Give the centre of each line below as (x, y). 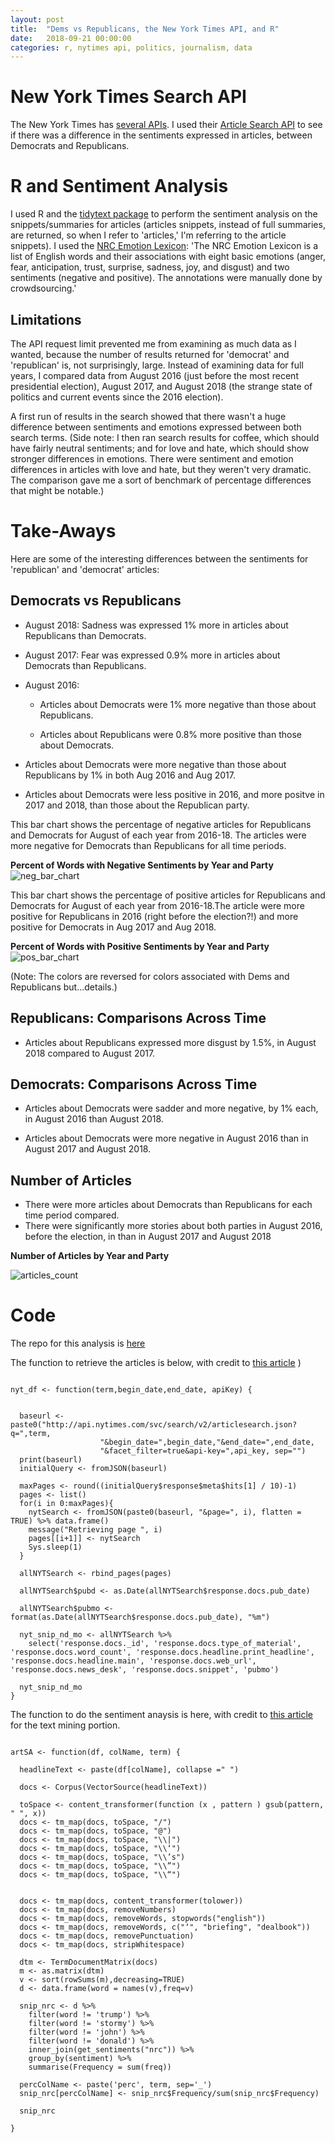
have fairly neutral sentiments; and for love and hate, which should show (160, 448)
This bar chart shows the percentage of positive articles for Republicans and (168, 895)
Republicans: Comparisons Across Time (138, 1018)
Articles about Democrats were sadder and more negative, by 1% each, (171, 1108)
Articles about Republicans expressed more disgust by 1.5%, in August (170, 1042)
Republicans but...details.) (64, 987)
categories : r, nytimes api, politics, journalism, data (131, 47)
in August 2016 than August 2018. (94, 1119)
